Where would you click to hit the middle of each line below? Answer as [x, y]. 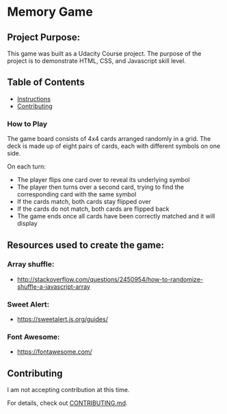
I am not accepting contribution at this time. [68, 390]
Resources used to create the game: [86, 245]
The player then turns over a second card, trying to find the [101, 187]
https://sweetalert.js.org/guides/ [62, 320]
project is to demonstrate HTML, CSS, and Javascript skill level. [96, 61]
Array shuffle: [31, 264]
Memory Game [50, 12]
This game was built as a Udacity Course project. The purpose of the [104, 53]
